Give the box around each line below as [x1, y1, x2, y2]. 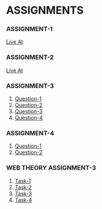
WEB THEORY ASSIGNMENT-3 [6, 164, 96, 172]
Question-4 [14, 114, 43, 121]
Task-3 [14, 190, 33, 197]
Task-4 [14, 196, 33, 203]
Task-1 [14, 177, 31, 185]
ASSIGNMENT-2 [6, 53, 55, 61]
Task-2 [14, 183, 32, 191]
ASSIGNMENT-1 [6, 25, 53, 33]
